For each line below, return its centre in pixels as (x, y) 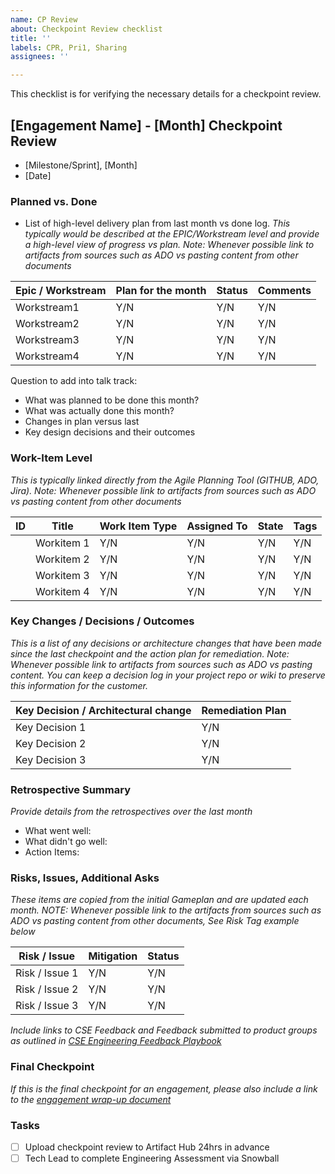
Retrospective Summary (70, 789)
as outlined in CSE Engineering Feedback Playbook (116, 1041)
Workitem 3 (62, 575)
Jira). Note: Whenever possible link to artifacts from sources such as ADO (163, 490)
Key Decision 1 (51, 727)
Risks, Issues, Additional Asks (85, 878)
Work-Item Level (51, 458)
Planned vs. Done (54, 201)
